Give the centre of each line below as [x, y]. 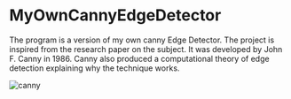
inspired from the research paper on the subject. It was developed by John [146, 49]
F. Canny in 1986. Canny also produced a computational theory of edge [139, 58]
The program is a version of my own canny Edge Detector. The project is [142, 40]
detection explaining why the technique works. [94, 68]
